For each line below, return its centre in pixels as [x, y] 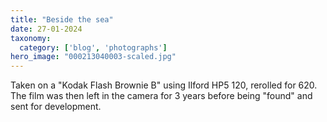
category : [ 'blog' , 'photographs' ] [93, 47]
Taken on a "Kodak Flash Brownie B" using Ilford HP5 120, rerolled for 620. [164, 85]
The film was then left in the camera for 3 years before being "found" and [161, 96]
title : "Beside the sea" [62, 19]
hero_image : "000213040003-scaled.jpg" [93, 57]
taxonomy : [31, 38]
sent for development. [56, 107]
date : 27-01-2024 [46, 29]
